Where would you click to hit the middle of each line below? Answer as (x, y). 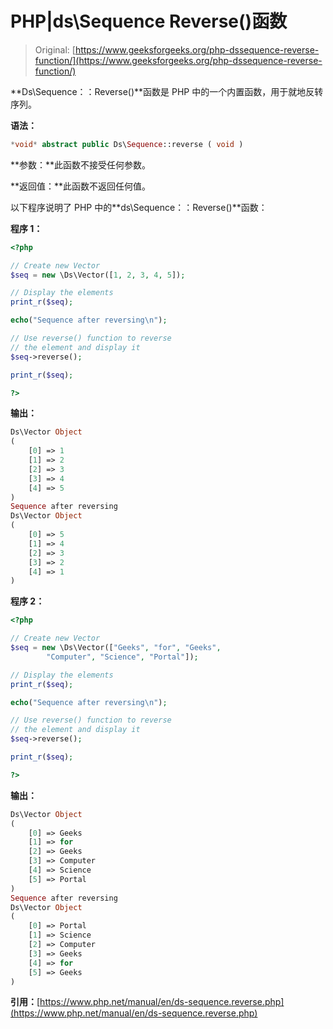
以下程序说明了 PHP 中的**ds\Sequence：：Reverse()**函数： (139, 207)
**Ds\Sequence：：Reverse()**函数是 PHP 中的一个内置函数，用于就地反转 (167, 91)
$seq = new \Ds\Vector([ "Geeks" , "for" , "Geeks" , (116, 648)
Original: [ (55, 49)
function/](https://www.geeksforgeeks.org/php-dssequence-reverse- (178, 60)
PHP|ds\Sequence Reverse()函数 (149, 21)
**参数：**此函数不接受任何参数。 (81, 164)
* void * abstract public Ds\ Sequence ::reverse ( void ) (127, 144)
